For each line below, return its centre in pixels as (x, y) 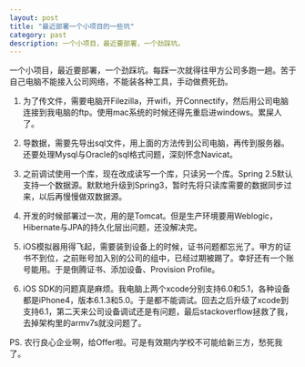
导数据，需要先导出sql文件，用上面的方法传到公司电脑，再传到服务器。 (156, 143)
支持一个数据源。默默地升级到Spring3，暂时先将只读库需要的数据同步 (153, 185)
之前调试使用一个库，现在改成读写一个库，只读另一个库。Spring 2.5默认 (158, 174)
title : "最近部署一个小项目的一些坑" (72, 26)
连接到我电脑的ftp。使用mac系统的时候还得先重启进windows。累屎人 (152, 112)
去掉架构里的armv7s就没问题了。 (84, 323)
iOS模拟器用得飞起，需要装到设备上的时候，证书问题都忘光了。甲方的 (153, 247)
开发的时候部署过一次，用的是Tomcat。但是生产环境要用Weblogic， (150, 216)
